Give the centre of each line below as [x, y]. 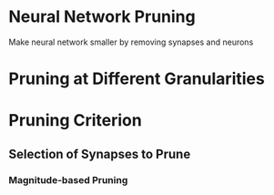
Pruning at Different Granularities [137, 79]
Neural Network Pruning [102, 17]
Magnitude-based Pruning [68, 180]
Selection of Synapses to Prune [100, 154]
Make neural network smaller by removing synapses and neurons [131, 42]
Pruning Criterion [75, 121]
